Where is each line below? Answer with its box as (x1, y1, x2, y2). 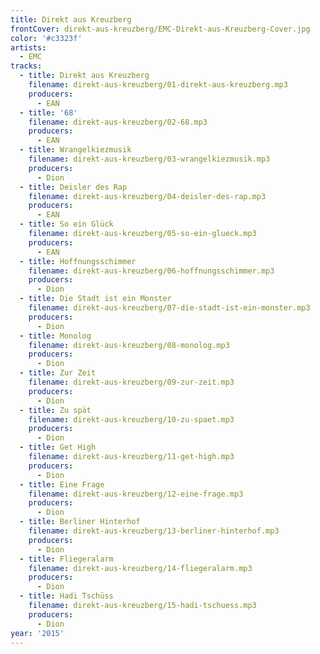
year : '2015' (10, 628, 65, 638)
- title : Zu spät (19, 405, 92, 415)
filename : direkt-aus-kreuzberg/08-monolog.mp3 (28, 340, 230, 350)
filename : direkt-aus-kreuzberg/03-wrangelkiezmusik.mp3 (28, 154, 271, 164)
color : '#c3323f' (10, 33, 83, 43)
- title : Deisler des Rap (19, 182, 128, 192)
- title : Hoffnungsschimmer (19, 256, 137, 266)
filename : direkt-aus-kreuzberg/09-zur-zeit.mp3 (28, 377, 235, 387)
